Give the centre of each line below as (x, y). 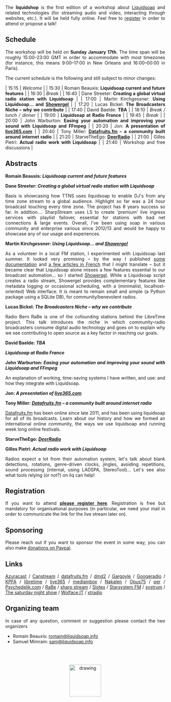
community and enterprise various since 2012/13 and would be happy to (85, 228)
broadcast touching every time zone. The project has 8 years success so (85, 207)
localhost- (155, 286)
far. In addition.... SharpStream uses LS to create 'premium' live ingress (85, 212)
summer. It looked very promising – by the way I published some (85, 259)
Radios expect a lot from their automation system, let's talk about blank (85, 459)
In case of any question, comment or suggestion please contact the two (85, 621)
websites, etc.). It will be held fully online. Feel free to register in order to (85, 18)
